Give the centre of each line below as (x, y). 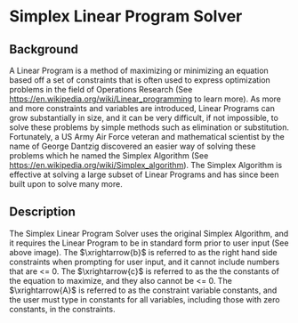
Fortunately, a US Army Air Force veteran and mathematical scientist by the (147, 137)
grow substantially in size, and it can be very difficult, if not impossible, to (144, 118)
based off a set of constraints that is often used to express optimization (140, 80)
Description (42, 212)
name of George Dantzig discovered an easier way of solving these (133, 146)
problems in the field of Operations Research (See (101, 89)
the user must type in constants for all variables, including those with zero (145, 299)
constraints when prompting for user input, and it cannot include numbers (145, 262)
